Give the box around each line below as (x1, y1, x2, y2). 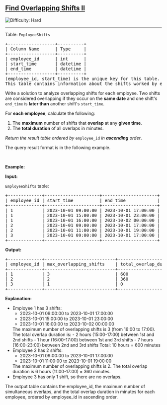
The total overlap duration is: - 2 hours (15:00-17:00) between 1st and (12, 331, 155, 337)
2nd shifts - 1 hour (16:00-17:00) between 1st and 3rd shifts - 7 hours (12, 336, 153, 342)
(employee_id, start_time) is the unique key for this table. (5, 76, 160, 81)
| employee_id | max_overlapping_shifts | (5, 261, 118, 267)
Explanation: (5, 295, 32, 301)
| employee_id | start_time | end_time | (5, 197, 160, 203)
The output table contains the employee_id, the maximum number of (5, 383, 146, 389)
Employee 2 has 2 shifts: (12, 347, 63, 353)
